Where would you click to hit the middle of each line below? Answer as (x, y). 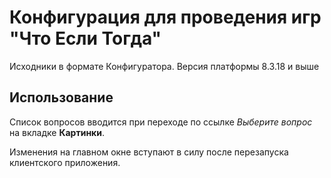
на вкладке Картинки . (57, 132)
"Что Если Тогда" (85, 38)
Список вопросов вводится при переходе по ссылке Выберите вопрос (161, 122)
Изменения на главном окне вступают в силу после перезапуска (149, 152)
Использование (61, 97)
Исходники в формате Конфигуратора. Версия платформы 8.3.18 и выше (164, 66)
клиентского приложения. (65, 162)
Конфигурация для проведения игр (165, 17)
